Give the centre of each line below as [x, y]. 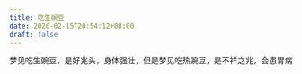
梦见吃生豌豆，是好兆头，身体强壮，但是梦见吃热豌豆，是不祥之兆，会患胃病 [151, 61]
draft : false [34, 34]
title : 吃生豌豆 [37, 17]
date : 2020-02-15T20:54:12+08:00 [72, 26]
